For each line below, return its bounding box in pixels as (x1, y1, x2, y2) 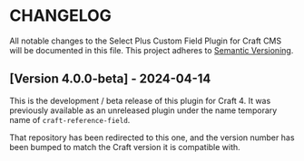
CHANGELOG (9, 5, 112, 26)
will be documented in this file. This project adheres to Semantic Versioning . (9, 44, 294, 55)
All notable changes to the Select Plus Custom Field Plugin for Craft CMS (9, 35, 282, 46)
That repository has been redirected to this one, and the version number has (9, 132, 295, 143)
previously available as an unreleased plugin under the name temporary (9, 105, 278, 116)
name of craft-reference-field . (9, 114, 131, 125)
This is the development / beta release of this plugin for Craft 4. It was (9, 95, 271, 106)
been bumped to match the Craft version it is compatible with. (9, 141, 240, 152)
